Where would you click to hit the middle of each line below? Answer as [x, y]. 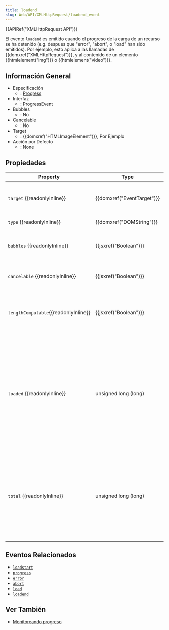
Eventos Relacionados [41, 555]
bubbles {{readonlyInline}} [38, 246]
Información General [38, 76]
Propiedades [26, 163]
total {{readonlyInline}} [36, 496]
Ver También [26, 610]
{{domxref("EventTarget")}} [128, 198]
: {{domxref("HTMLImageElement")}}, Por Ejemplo [72, 136]
